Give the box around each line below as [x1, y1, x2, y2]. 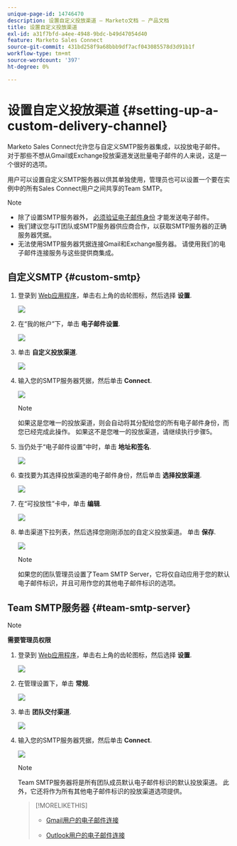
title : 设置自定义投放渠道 [7, 23, 78, 31]
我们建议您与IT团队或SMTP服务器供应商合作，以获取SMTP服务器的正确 [17, 222, 227, 230]
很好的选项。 [13, 160, 51, 168]
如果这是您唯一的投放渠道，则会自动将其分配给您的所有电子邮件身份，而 [17, 418, 229, 427]
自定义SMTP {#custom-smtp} [7, 271, 141, 283]
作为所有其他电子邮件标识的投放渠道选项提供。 [48, 787, 186, 796]
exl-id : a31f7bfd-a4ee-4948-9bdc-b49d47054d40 [7, 30, 148, 38]
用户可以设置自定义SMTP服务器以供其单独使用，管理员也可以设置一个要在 [7, 175, 224, 183]
